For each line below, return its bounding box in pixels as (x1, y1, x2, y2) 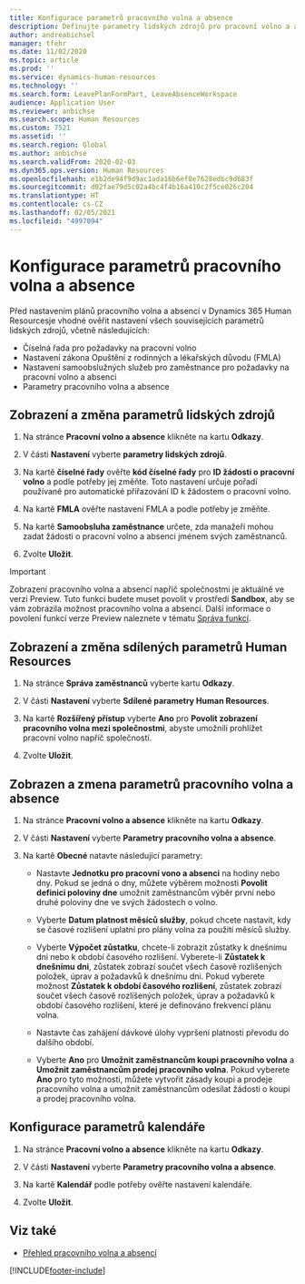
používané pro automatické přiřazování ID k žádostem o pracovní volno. (22, 486, 291, 497)
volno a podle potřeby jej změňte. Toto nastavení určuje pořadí (22, 476, 258, 487)
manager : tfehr (9, 38, 67, 48)
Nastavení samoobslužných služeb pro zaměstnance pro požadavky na (22, 362, 290, 372)
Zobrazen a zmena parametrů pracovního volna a (9, 776, 293, 792)
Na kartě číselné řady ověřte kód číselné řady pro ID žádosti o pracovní (22, 466, 295, 478)
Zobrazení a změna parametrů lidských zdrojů (9, 407, 275, 423)
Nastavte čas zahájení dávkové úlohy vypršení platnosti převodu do (35, 1027, 290, 1038)
